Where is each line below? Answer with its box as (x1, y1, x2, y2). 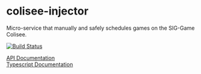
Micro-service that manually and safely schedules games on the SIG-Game (6, 24, 195, 32)
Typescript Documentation (6, 61, 73, 68)
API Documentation (6, 54, 55, 61)
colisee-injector (6, 4, 89, 18)
